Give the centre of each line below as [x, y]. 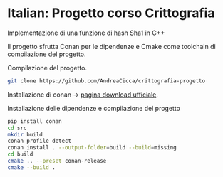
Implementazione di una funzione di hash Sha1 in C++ [86, 33]
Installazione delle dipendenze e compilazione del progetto [94, 108]
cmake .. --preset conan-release [57, 161]
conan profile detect [40, 141]
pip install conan [35, 121]
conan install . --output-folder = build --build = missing [92, 148]
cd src [17, 128]
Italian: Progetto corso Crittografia [111, 13]
